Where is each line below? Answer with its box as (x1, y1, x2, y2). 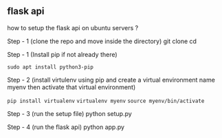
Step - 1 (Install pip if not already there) (7, 50, 118, 58)
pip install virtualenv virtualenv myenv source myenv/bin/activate (7, 97, 205, 104)
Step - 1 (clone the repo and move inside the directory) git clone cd (7, 37, 197, 45)
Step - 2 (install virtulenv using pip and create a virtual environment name (7, 76, 215, 84)
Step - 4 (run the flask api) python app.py (7, 123, 125, 131)
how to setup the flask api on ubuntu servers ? (7, 23, 139, 32)
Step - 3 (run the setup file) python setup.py (7, 109, 132, 117)
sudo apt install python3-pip (7, 63, 94, 71)
